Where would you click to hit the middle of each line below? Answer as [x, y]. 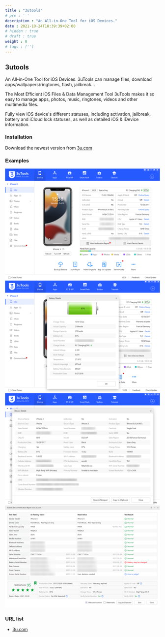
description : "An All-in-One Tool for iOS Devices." [61, 21]
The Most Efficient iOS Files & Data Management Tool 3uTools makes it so [80, 94]
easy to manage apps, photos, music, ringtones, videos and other [71, 99]
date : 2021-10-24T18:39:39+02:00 [41, 26]
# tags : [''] [20, 47]
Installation [19, 137]
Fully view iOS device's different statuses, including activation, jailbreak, [78, 114]
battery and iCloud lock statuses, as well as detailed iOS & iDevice [72, 119]
